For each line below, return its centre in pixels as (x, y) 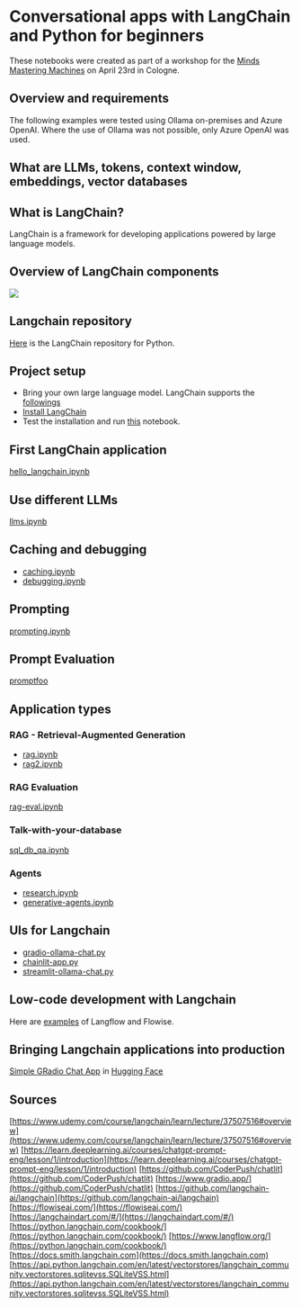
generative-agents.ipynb (68, 903)
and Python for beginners (107, 36)
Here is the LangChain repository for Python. (92, 343)
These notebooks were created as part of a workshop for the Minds (135, 60)
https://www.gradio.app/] (205, 1179)
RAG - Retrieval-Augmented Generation (97, 735)
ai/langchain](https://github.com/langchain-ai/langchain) (115, 1198)
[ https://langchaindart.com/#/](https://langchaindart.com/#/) (122, 1217)
